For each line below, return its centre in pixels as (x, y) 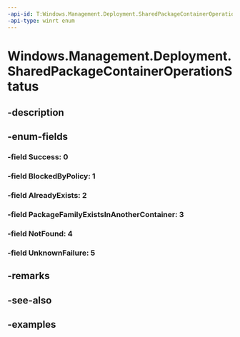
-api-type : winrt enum (41, 21)
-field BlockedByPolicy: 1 (51, 176)
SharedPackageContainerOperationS (120, 71)
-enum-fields (37, 137)
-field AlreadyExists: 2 (47, 196)
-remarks (29, 276)
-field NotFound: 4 (40, 234)
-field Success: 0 (38, 157)
